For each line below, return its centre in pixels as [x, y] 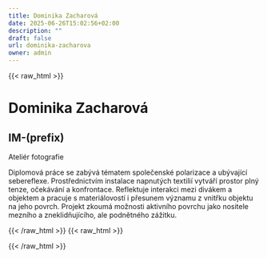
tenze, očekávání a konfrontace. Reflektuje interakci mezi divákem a [120, 189]
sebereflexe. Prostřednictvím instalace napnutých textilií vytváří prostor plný [134, 181]
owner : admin [30, 53]
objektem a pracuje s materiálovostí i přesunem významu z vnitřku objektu [131, 198]
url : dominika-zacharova [50, 46]
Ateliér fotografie [36, 157]
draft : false [30, 38]
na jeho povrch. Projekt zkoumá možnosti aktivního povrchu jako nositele [129, 206]
